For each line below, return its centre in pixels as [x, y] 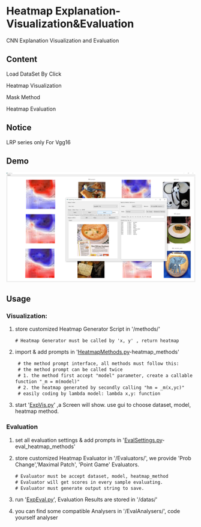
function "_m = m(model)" [47, 382]
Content [22, 59]
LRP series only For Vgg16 [38, 142]
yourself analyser [36, 517]
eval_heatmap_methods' [45, 446]
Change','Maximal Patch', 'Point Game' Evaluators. [77, 465]
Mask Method [23, 97]
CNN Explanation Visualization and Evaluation [63, 40]
